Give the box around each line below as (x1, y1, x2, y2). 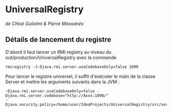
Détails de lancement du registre (5, 35, 112, 44)
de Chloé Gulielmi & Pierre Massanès (5, 20, 84, 27)
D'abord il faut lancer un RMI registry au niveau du (5, 49, 112, 55)
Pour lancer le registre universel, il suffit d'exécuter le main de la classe (5, 73, 156, 79)
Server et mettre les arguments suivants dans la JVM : (5, 78, 120, 85)
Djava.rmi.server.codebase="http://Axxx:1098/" (5, 93, 109, 98)
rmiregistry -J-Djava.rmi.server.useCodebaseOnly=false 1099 (5, 64, 139, 70)
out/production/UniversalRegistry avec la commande (5, 54, 117, 60)
